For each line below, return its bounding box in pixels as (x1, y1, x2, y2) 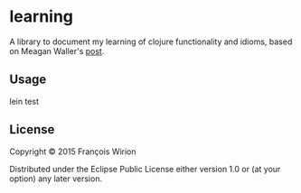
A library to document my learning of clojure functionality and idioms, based (9, 36, 293, 47)
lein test (9, 96, 39, 106)
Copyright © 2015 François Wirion (9, 146, 137, 157)
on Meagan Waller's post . (9, 45, 105, 56)
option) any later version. (9, 173, 102, 184)
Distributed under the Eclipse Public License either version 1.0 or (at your (9, 163, 281, 174)
